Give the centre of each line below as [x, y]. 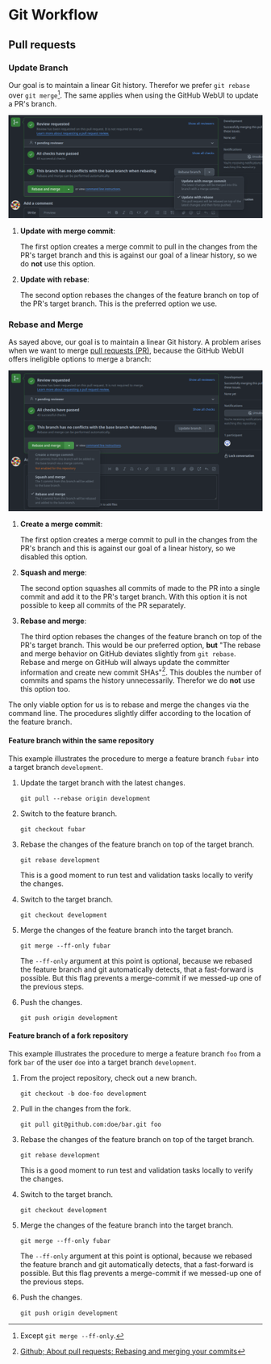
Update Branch [38, 68]
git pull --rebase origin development [85, 798]
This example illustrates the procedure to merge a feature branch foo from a [135, 1053]
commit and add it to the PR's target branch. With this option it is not [133, 596]
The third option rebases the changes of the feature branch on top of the [141, 636]
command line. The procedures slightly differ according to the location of [130, 713]
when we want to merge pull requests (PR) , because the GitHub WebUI [126, 351]
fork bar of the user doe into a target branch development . [102, 1062]
